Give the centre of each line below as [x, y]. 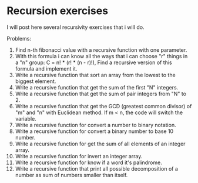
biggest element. [36, 81]
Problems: [19, 38]
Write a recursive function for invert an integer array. [79, 156]
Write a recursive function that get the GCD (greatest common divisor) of [103, 106]
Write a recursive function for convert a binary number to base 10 [94, 131]
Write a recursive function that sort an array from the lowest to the [95, 75]
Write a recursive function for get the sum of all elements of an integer [100, 144]
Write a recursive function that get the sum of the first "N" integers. [97, 87]
